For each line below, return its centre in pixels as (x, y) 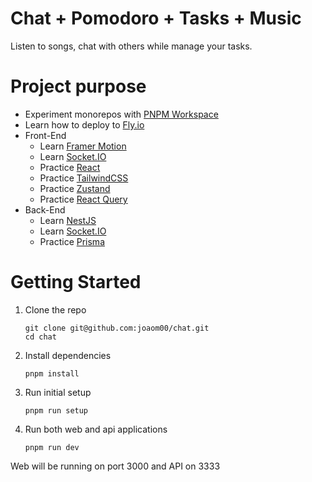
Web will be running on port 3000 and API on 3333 (115, 466)
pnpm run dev (52, 447)
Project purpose (78, 86)
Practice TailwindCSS (84, 178)
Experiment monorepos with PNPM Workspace (121, 114)
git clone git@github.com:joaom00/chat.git (117, 328)
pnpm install (52, 373)
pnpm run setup (56, 410)
